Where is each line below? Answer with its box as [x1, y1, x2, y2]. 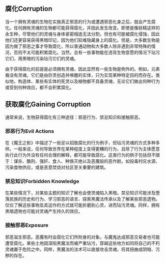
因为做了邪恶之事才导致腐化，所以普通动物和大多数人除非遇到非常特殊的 [5, 43, 151, 49]
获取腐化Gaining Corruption [5, 100, 91, 109]
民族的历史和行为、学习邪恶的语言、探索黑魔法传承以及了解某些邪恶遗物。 [9, 196, 160, 202]
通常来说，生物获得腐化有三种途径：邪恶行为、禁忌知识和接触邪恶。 [5, 114, 143, 120]
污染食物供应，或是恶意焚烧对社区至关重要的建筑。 [5, 164, 109, 170]
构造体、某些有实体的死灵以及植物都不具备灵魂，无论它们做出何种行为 [18, 78, 160, 84]
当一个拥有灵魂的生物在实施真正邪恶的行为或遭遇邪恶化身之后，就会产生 [5, 19, 151, 25]
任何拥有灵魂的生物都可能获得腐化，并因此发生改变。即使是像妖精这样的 [13, 25, 160, 30]
